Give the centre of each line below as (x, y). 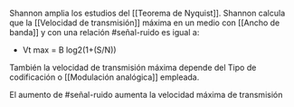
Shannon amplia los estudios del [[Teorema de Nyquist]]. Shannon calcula (147, 13)
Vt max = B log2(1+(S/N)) (69, 50)
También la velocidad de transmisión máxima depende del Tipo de (133, 68)
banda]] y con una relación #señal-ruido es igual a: (104, 32)
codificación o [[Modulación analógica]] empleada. (104, 77)
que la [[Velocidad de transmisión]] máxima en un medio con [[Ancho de (145, 23)
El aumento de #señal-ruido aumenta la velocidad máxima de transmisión (146, 95)
